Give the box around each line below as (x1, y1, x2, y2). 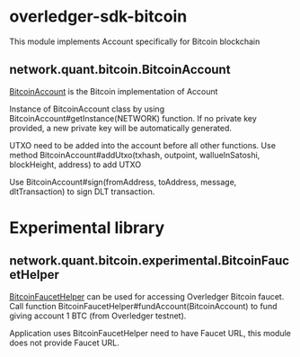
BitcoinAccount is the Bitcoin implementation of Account (9, 85, 218, 96)
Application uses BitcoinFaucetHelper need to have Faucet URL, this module (9, 327, 292, 338)
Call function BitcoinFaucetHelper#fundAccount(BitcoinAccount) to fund (9, 300, 278, 311)
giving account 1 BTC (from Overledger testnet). (9, 310, 187, 321)
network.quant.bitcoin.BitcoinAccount (9, 62, 231, 77)
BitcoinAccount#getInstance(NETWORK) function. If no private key (9, 112, 258, 123)
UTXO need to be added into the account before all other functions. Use (9, 139, 277, 150)
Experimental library (9, 218, 165, 237)
